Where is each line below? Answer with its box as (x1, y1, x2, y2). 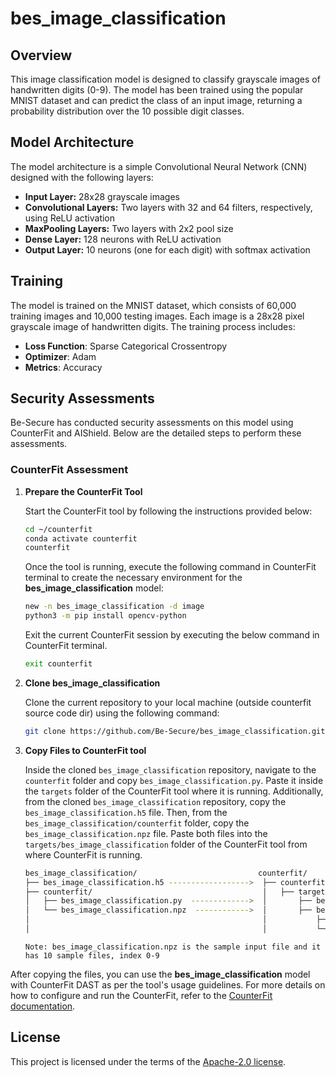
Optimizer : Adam (24, 350, 97, 362)
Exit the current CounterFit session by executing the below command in (24, 629, 320, 641)
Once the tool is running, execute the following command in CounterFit (24, 561, 317, 573)
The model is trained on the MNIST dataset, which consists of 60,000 (10, 299, 297, 311)
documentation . (10, 1000, 76, 1012)
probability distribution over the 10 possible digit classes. (10, 105, 245, 117)
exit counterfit (24, 659, 93, 669)
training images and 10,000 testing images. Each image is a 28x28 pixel (10, 310, 305, 322)
